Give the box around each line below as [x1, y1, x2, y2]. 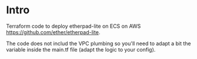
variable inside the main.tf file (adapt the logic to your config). [6, 46, 156, 53]
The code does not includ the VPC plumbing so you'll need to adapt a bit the [6, 40, 191, 47]
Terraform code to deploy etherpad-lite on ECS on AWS [6, 23, 141, 30]
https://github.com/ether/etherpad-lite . [6, 28, 101, 35]
